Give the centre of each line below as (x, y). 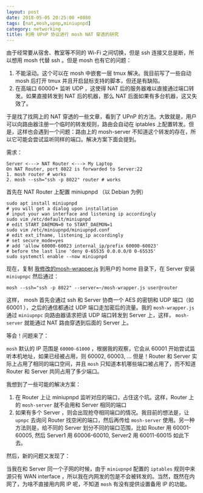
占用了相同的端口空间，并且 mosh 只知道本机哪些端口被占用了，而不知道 (106, 364)
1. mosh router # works (36, 175)
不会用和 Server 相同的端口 (92, 405)
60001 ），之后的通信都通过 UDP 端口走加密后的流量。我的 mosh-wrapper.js (100, 307)
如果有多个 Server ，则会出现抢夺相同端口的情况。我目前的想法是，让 (102, 413)
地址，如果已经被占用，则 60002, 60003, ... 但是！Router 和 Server (106, 356)
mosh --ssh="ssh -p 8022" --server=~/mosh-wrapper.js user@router (92, 288)
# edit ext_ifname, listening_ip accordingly (65, 236)
